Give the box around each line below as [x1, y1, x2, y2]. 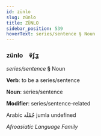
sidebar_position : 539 [6, 25, 63, 32]
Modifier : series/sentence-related [6, 100, 91, 107]
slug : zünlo [6, 14, 36, 20]
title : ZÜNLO [6, 20, 39, 26]
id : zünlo [6, 8, 31, 15]
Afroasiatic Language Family [6, 123, 78, 131]
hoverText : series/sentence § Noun [6, 31, 96, 37]
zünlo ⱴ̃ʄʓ [6, 52, 40, 60]
